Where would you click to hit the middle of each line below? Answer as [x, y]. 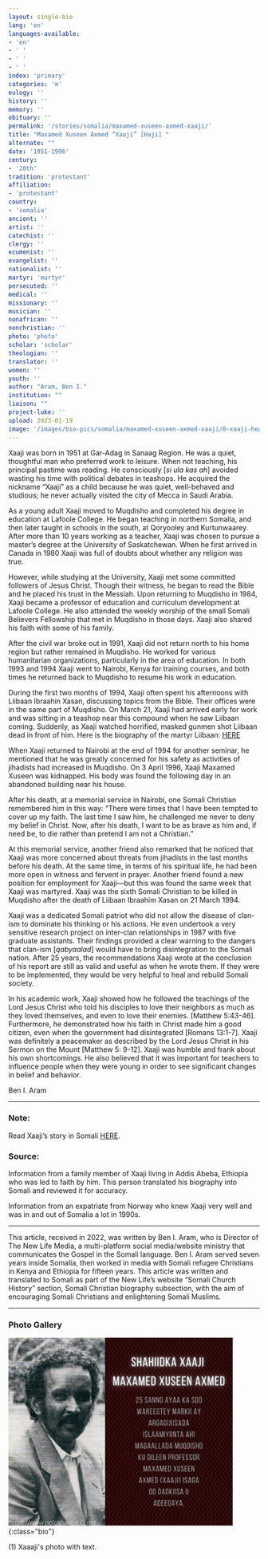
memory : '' [26, 109]
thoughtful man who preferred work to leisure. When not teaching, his [123, 461]
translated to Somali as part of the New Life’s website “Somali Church [122, 1280]
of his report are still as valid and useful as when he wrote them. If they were [134, 966]
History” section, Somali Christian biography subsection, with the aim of [126, 1289]
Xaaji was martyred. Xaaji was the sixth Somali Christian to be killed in [123, 891]
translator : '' [33, 362]
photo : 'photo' [33, 337]
